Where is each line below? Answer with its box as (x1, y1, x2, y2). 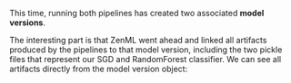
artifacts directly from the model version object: (9, 63, 188, 74)
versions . (9, 17, 46, 28)
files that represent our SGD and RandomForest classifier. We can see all (9, 54, 282, 64)
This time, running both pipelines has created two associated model (9, 8, 265, 18)
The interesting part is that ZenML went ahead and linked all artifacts (9, 35, 267, 45)
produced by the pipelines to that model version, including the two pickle (9, 44, 283, 55)
